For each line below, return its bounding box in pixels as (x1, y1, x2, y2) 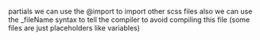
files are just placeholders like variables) (8, 24, 141, 32)
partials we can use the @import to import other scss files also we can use (8, 7, 253, 16)
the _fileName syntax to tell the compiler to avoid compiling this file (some (8, 15, 250, 24)
